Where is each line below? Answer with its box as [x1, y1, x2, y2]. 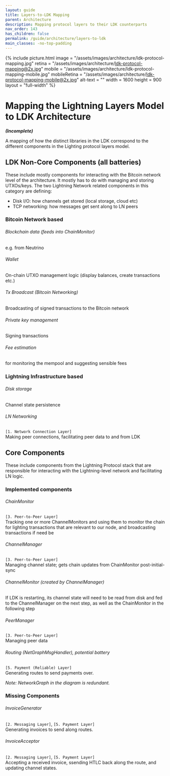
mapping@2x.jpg [5, 66, 41, 72]
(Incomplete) [5, 127, 33, 134]
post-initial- [140, 562, 165, 568]
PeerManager [5, 617, 35, 623]
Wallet [5, 256, 19, 263]
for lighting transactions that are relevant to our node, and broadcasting [5, 524, 156, 530]
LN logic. [5, 473, 25, 479]
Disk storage [5, 385, 32, 392]
